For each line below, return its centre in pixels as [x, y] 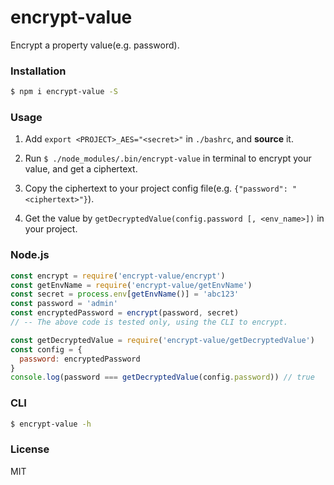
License [30, 449]
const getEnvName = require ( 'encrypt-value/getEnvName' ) [131, 285]
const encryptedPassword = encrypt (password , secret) [125, 313]
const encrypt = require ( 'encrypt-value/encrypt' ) [118, 276]
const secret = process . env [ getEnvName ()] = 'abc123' [125, 294]
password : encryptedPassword [80, 359]
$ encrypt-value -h [51, 424]
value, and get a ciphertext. [81, 169]
